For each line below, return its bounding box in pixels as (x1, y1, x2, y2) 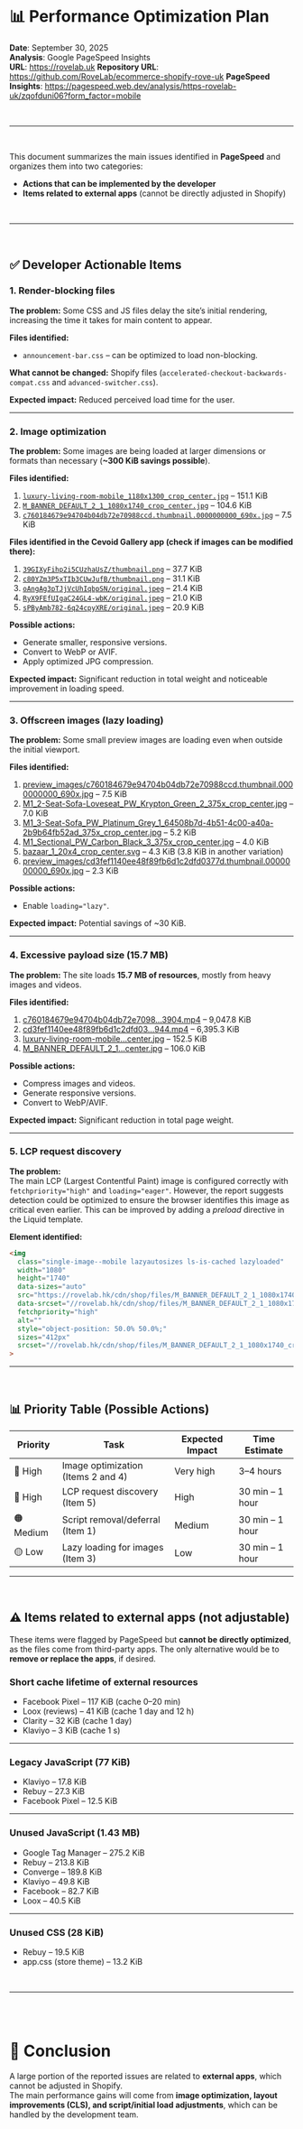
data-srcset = (17, 1300, 67, 1309)
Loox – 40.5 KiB (22, 1895, 81, 1906)
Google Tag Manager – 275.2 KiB (22, 1847, 145, 1858)
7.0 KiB (22, 808, 49, 819)
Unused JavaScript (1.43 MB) (9, 1827, 141, 1839)
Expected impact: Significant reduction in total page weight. (9, 1115, 234, 1125)
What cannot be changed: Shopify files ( (9, 366, 162, 378)
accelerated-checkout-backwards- (161, 368, 288, 378)
